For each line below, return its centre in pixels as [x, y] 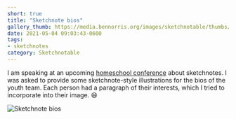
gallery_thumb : [29, 27]
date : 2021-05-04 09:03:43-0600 [54, 33]
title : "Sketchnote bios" [45, 20]
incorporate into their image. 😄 [53, 94]
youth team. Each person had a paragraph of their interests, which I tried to [116, 87]
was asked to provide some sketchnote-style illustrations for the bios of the [117, 80]
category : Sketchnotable [44, 53]
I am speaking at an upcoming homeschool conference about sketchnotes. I [117, 72]
